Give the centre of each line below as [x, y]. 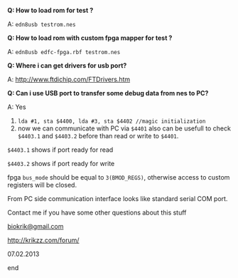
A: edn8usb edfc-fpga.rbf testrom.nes [64, 52]
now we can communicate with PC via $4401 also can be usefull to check [124, 128]
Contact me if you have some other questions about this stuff [97, 212]
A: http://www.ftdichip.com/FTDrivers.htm [69, 79]
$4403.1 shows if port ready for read [60, 150]
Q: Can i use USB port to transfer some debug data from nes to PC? [108, 93]
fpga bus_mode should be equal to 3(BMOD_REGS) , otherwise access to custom [119, 177]
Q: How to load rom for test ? [50, 10]
